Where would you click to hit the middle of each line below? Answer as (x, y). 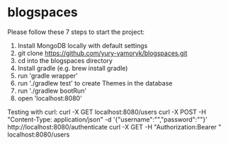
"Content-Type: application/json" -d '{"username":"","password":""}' (107, 119)
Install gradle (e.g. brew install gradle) (73, 68)
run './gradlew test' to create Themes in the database (95, 83)
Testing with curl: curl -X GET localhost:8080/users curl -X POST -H (107, 112)
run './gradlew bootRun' (52, 91)
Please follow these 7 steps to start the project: (76, 32)
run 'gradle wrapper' (47, 76)
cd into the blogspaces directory (65, 60)
